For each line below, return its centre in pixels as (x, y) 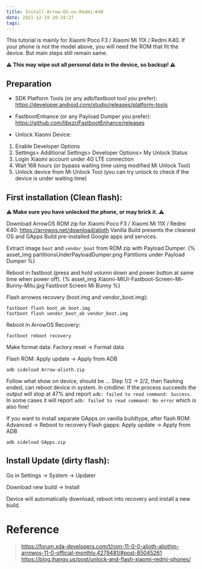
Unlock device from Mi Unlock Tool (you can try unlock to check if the (102, 172)
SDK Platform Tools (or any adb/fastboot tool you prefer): (86, 98)
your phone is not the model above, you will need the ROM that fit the (93, 47)
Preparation (29, 84)
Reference (33, 530)
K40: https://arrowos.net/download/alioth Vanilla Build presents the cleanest (101, 230)
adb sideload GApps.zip (36, 442)
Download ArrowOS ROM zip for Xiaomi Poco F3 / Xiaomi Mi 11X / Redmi (96, 223)
